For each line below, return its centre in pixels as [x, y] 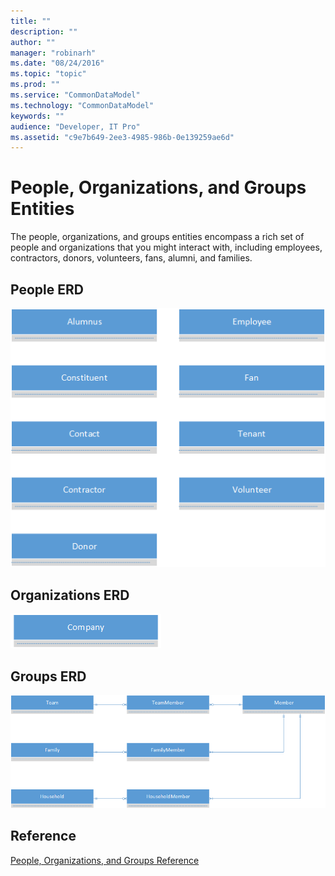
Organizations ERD [70, 595]
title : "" [31, 21]
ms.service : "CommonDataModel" [75, 95]
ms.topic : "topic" [48, 74]
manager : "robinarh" [53, 53]
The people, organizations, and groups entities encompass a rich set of [157, 237]
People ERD [47, 289]
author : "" [33, 42]
